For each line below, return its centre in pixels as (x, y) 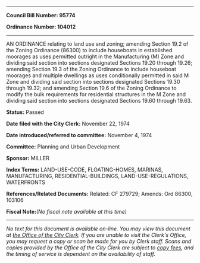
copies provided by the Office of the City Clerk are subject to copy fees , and (100, 248)
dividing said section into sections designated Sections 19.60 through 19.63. (99, 101)
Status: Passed (25, 112)
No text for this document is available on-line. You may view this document (98, 229)
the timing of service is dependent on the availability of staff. (81, 254)
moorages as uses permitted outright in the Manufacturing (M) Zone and (95, 56)
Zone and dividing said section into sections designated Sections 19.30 (93, 82)
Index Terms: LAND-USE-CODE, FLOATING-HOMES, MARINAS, (85, 169)
